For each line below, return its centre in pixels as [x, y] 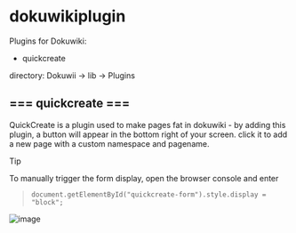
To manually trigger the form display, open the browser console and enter [144, 178]
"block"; [47, 202]
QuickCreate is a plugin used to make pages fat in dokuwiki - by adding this [148, 125]
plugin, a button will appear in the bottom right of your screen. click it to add [148, 134]
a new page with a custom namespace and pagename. [109, 143]
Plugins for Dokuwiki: [48, 41]
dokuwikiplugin [68, 16]
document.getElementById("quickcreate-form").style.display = [148, 194]
